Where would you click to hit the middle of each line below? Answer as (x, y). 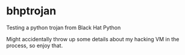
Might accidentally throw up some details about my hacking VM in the (93, 39)
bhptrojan (31, 11)
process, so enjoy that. (35, 45)
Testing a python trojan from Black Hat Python (64, 27)
